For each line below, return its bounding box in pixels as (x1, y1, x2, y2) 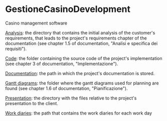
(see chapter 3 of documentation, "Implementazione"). (5, 60, 118, 66)
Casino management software (5, 20, 68, 26)
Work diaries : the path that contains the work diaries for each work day (5, 110, 152, 116)
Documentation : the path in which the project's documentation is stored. (5, 70, 155, 76)
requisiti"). (5, 45, 27, 51)
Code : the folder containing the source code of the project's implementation (5, 55, 162, 61)
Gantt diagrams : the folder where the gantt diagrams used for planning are (5, 80, 159, 86)
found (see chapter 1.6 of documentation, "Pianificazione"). (5, 85, 128, 91)
